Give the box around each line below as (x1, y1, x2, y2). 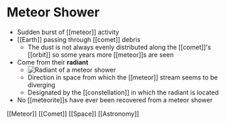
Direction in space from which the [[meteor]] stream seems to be (27, 72, 218, 82)
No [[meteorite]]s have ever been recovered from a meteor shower (16, 95, 213, 104)
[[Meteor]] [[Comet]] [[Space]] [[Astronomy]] (6, 109, 139, 118)
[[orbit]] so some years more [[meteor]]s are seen (27, 50, 174, 59)
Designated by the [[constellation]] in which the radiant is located (27, 88, 219, 97)
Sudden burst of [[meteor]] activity (16, 28, 119, 36)
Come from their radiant (16, 58, 89, 66)
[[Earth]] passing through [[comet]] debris (16, 35, 141, 43)
